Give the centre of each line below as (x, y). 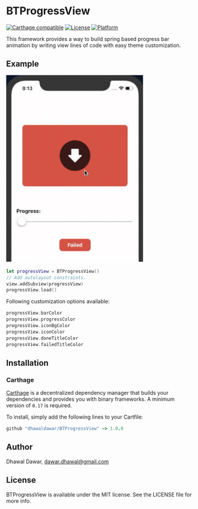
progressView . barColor (34, 313)
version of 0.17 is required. (39, 406)
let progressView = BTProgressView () (53, 271)
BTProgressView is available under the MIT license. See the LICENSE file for (99, 494)
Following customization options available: (58, 301)
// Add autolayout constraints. (46, 278)
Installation (27, 363)
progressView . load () (32, 290)
